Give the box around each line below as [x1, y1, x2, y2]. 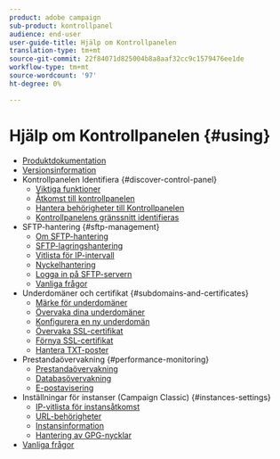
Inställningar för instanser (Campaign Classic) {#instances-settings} [21, 391, 271, 402]
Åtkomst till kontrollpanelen [35, 193, 135, 203]
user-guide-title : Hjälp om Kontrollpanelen [9, 37, 177, 47]
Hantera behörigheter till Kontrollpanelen [35, 202, 185, 213]
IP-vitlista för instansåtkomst [35, 401, 140, 412]
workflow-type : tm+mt [9, 63, 90, 72]
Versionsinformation [21, 164, 97, 175]
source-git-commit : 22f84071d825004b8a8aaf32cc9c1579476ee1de [9, 54, 244, 63]
